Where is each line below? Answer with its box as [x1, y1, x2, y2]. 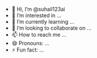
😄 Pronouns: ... [11, 40, 50, 47]
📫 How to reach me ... [11, 31, 66, 38]
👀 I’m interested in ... [11, 12, 62, 19]
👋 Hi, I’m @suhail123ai [11, 6, 66, 12]
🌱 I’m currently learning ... [11, 18, 75, 25]
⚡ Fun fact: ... [11, 46, 44, 53]
